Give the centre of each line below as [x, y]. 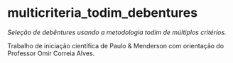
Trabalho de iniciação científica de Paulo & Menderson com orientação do [116, 45]
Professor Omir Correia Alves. [51, 53]
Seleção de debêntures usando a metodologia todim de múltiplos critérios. [117, 32]
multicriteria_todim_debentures [102, 13]
